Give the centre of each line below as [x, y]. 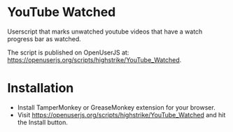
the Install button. [42, 122]
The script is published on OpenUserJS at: [68, 52]
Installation [41, 88]
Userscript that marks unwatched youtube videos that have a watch [105, 31]
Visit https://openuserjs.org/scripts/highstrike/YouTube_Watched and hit [121, 115]
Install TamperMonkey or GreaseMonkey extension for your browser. [116, 107]
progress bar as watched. [44, 38]
